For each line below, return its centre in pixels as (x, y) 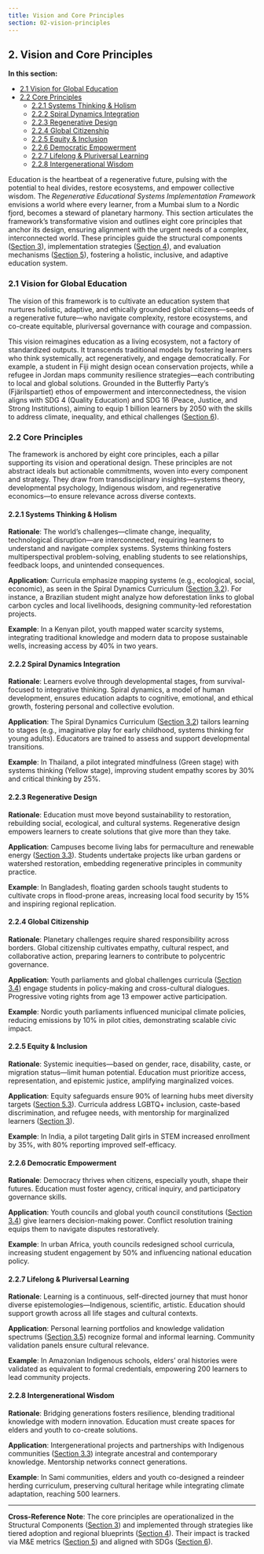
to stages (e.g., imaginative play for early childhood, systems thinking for (126, 731)
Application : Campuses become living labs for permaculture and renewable (131, 846)
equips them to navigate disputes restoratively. (84, 1229)
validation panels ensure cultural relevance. (79, 1345)
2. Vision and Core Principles (81, 55)
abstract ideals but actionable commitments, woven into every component (128, 470)
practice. (22, 872)
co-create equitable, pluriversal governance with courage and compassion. (130, 326)
